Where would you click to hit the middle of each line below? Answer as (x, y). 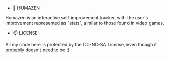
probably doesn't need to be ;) (37, 50)
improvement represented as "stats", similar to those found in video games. (85, 23)
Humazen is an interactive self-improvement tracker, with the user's (77, 17)
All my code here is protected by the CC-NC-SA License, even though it (81, 45)
